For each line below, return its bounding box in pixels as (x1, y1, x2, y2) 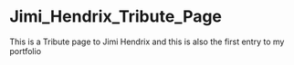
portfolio (9, 45, 42, 56)
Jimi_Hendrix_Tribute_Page (9, 6, 222, 27)
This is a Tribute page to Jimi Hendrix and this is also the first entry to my (9, 36, 285, 47)
